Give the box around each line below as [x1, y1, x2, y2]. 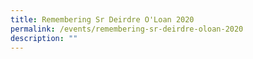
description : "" [10, 33, 78, 43]
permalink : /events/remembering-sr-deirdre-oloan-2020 [10, 24, 244, 34]
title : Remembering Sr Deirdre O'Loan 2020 [10, 14, 195, 25]
